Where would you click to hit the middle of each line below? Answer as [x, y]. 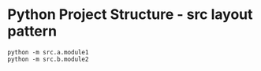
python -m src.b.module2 [48, 59]
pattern [32, 31]
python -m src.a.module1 [48, 52]
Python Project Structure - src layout [130, 15]
